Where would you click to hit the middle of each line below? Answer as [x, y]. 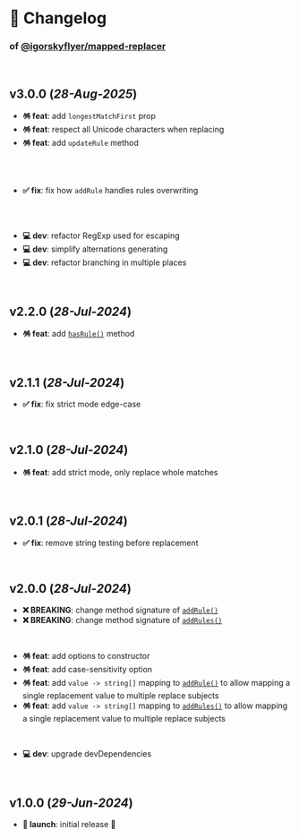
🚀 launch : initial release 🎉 [69, 825]
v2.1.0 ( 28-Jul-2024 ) [69, 450]
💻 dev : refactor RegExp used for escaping [101, 235]
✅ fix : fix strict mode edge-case [81, 404]
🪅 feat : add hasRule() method [78, 334]
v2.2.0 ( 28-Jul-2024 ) [71, 311]
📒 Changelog [58, 18]
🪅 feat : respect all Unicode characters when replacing [123, 130]
